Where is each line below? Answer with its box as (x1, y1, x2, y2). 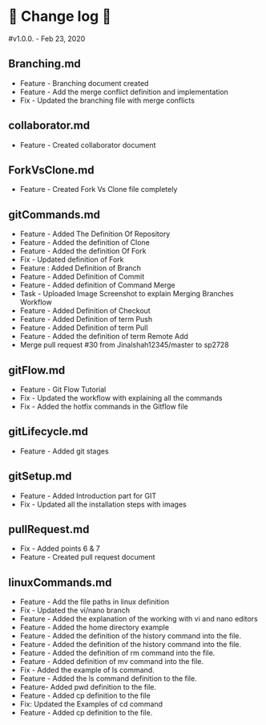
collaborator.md (8, 119, 91, 132)
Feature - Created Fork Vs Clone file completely (19, 185, 178, 194)
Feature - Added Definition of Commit (19, 272, 145, 282)
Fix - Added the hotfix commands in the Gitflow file (19, 401, 188, 411)
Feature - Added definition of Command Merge (19, 280, 175, 290)
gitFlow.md (8, 363, 66, 377)
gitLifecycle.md (8, 425, 88, 438)
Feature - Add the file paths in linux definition (19, 597, 170, 607)
